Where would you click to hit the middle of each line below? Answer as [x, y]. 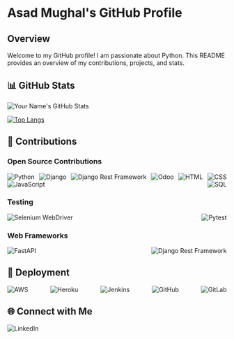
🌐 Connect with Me [50, 311]
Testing [20, 202]
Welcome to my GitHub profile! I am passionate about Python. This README [116, 55]
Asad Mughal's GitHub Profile [95, 13]
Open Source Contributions [55, 161]
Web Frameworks [38, 236]
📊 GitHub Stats [41, 86]
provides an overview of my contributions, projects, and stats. [96, 63]
